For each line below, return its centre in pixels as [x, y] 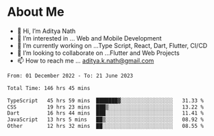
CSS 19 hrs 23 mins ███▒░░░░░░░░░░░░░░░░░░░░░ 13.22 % [106, 107]
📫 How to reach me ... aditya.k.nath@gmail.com [85, 60]
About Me [36, 12]
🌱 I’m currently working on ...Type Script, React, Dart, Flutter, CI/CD [112, 45]
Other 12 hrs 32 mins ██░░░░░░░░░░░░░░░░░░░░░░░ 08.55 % [106, 126]
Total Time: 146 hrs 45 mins [49, 88]
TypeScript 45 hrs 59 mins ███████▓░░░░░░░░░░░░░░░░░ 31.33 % [106, 100]
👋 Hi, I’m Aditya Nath [46, 31]
